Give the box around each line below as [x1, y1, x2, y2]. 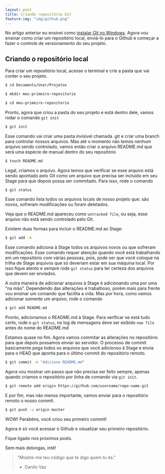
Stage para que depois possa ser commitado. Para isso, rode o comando [5, 178, 153, 184]
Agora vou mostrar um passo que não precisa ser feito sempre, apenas [5, 369, 150, 375]
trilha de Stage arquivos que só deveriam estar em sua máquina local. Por [5, 260, 155, 266]
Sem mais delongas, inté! [5, 445, 57, 451]
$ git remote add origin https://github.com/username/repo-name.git [5, 384, 149, 389]
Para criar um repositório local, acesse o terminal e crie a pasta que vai [5, 68, 149, 74]
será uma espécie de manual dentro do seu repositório [5, 149, 116, 155]
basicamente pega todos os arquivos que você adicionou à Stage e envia [5, 345, 154, 351]
